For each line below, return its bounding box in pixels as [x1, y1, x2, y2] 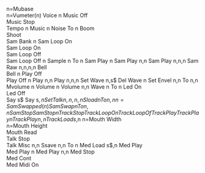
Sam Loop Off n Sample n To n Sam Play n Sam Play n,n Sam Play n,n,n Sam [6, 57, 199, 64]
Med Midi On [6, 161, 39, 168]
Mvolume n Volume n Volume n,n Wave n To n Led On [6, 83, 142, 90]
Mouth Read [6, 128, 37, 136]
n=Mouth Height [6, 122, 48, 129]
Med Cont [6, 155, 32, 161]
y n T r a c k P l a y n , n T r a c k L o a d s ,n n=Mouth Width [6, 116, 122, 123]
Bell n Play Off [6, 70, 42, 77]
